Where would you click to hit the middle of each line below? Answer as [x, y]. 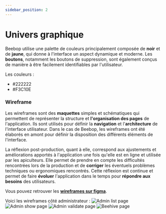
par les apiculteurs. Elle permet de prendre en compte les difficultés [75, 160]
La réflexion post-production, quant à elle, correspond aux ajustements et [81, 149]
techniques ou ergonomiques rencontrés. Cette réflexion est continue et [79, 170]
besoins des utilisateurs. [30, 181]
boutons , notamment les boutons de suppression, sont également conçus [81, 59]
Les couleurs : [20, 74]
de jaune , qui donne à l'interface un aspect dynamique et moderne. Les [79, 54]
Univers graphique [44, 34]
